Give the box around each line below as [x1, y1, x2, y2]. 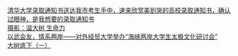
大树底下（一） [7, 41, 51, 49]
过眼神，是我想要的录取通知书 [7, 15, 94, 23]
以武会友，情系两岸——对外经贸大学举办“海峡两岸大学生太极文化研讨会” [7, 32, 218, 41]
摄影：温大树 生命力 [7, 24, 65, 31]
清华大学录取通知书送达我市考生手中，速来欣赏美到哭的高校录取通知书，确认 [7, 6, 231, 14]
